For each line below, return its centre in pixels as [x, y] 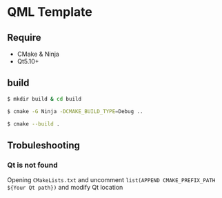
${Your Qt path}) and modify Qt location [65, 188]
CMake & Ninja [38, 54]
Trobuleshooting [44, 145]
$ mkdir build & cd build [44, 99]
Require [24, 38]
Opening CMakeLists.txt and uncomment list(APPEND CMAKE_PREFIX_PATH [111, 180]
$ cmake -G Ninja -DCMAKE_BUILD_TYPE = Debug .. [75, 111]
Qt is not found [32, 165]
